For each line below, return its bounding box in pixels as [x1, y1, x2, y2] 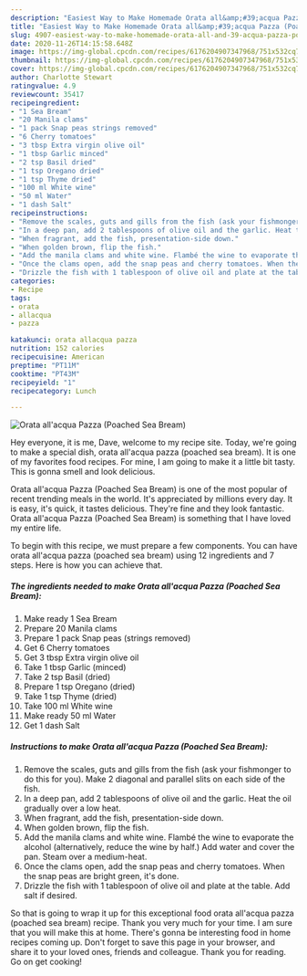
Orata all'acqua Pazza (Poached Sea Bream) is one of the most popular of [10, 484, 288, 495]
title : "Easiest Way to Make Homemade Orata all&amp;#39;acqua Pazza [10, 22, 281, 31]
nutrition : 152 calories [10, 344, 105, 353]
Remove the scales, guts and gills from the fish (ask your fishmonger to [23, 764, 292, 775]
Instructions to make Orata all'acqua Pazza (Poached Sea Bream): [10, 740, 269, 751]
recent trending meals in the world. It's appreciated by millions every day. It [10, 494, 293, 505]
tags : [10, 293, 31, 302]
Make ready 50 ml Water [23, 710, 117, 721]
